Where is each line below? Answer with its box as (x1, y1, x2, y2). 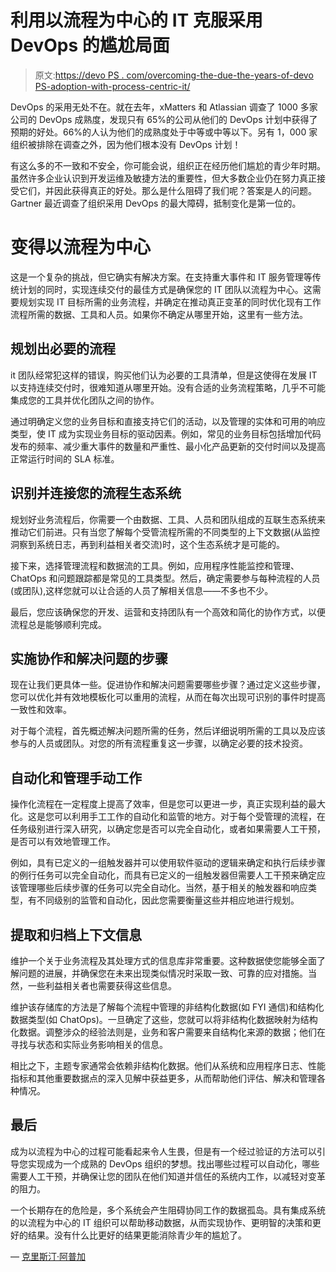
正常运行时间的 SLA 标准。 (10, 452, 120, 465)
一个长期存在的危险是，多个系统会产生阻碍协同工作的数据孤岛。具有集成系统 (10, 1204, 326, 1216)
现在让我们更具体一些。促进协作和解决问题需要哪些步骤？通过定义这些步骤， (10, 679, 326, 691)
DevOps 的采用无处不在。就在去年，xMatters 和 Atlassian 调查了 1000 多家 (10, 101, 318, 113)
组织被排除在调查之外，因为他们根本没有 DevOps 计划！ (10, 138, 242, 150)
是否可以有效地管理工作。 (10, 836, 116, 848)
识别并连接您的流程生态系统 (10, 485, 182, 502)
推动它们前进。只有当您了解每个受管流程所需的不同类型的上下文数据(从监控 (10, 526, 321, 538)
